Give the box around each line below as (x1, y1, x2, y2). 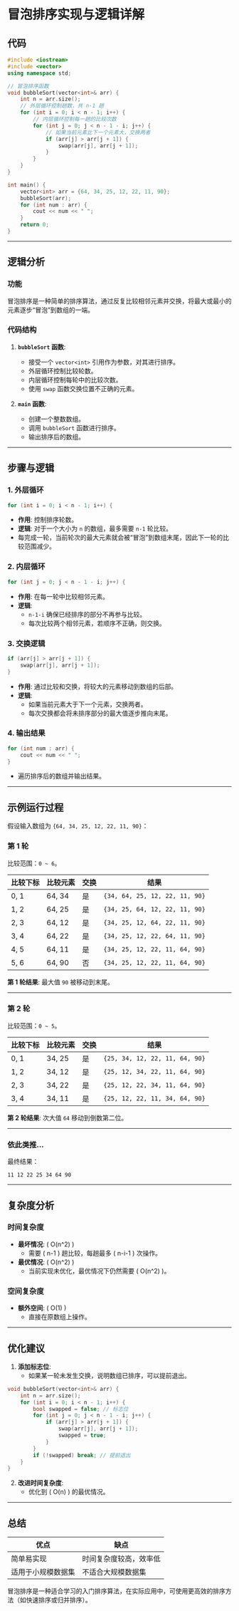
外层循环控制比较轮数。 (28, 366, 97, 375)
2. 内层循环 (7, 562, 46, 572)
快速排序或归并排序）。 (26, 1596, 92, 1605)
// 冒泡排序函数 (7, 83, 49, 90)
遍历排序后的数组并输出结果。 (17, 772, 105, 781)
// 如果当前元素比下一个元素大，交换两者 (45, 129, 151, 136)
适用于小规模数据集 (11, 1568, 76, 1578)
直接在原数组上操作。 (28, 1313, 91, 1321)
